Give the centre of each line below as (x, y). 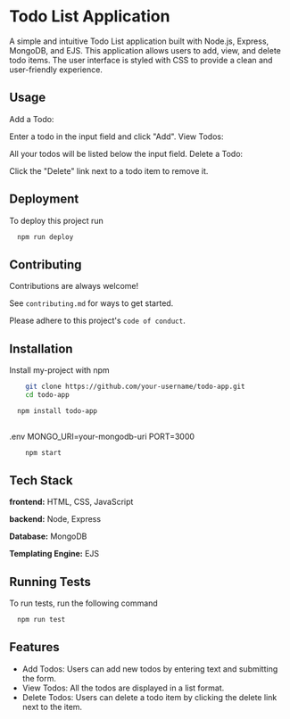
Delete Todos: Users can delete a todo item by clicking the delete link (149, 697)
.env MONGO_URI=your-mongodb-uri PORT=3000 (102, 436)
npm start (44, 452)
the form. (39, 678)
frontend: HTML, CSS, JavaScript (71, 502)
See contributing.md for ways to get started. (91, 303)
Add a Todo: (32, 119)
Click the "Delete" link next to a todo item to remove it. (109, 170)
